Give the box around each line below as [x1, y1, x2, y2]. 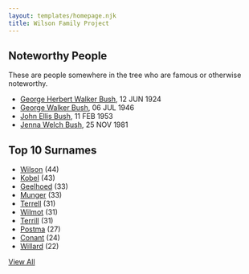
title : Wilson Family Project [8, 19, 110, 27]
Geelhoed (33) [19, 182, 68, 191]
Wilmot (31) [19, 207, 59, 217]
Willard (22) [19, 242, 59, 252]
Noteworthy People [8, 49, 108, 63]
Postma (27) [19, 224, 61, 234]
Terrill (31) [19, 216, 54, 226]
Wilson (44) [19, 165, 59, 174]
